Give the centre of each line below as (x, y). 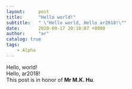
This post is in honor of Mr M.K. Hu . (50, 80)
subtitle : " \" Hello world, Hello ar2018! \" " (67, 23)
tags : (13, 45)
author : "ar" (28, 34)
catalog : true (24, 39)
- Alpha (26, 50)
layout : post (28, 12)
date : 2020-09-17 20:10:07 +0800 (56, 28)
